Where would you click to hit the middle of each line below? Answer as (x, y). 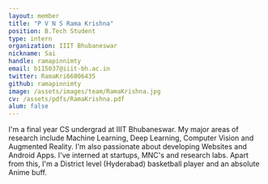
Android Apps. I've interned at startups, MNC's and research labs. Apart (128, 156)
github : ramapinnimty (45, 83)
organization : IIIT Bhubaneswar (63, 46)
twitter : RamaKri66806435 (52, 76)
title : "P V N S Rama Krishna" (61, 24)
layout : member (34, 16)
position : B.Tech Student (52, 31)
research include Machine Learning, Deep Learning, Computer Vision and (131, 138)
